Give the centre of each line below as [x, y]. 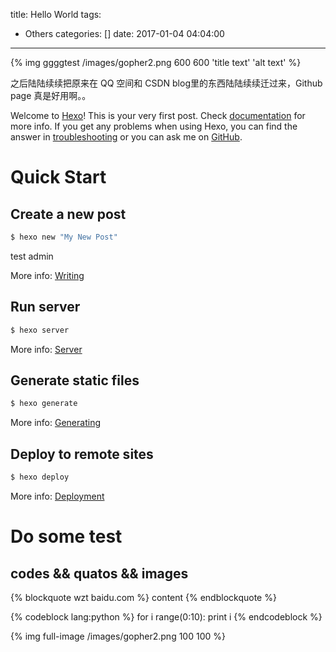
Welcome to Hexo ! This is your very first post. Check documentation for [158, 115]
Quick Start [58, 177]
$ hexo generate [44, 404]
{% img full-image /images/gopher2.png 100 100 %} [118, 636]
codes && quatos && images [99, 573]
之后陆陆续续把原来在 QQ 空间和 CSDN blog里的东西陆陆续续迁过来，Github [166, 83]
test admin [32, 256]
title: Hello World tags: [56, 14]
